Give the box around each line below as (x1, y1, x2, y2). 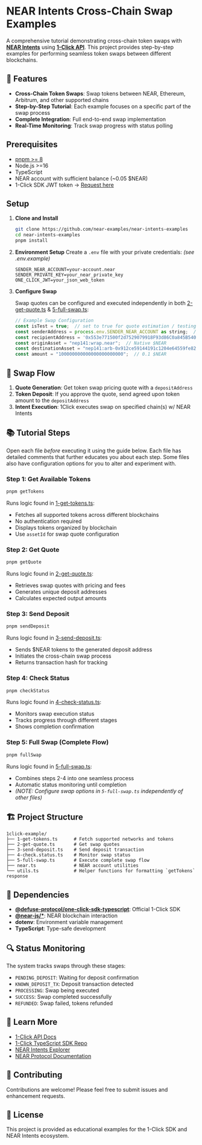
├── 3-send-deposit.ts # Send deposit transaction (6, 847, 145, 853)
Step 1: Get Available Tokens (6, 475, 91, 483)
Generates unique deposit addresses (14, 588, 107, 595)
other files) (14, 794, 42, 801)
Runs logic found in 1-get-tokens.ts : (6, 499, 95, 507)
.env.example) (14, 255, 51, 262)
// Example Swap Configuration (14, 318, 94, 324)
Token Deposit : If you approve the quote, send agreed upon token (14, 390, 180, 397)
